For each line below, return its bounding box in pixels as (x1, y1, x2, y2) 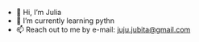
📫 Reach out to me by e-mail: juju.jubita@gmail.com (15, 25, 191, 34)
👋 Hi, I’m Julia (15, 8, 62, 17)
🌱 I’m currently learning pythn (15, 16, 115, 25)
